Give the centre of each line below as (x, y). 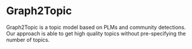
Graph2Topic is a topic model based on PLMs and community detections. (96, 27)
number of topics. (28, 40)
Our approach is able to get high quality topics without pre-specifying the (96, 33)
